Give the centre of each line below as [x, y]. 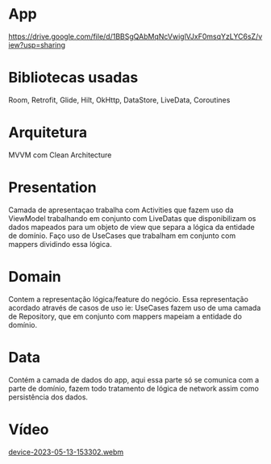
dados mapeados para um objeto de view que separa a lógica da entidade [132, 227]
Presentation [52, 187]
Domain [35, 276]
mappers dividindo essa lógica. [60, 244]
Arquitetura [48, 133]
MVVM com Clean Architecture [60, 155]
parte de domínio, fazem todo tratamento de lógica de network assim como [134, 388]
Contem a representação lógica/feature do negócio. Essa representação [128, 299]
